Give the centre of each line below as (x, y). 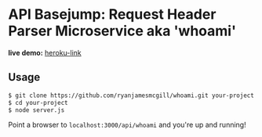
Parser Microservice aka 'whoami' (122, 31)
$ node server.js (36, 110)
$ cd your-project (38, 103)
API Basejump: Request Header (112, 14)
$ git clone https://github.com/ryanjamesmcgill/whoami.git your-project (131, 96)
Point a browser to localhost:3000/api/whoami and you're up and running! (127, 125)
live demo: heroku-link (45, 52)
